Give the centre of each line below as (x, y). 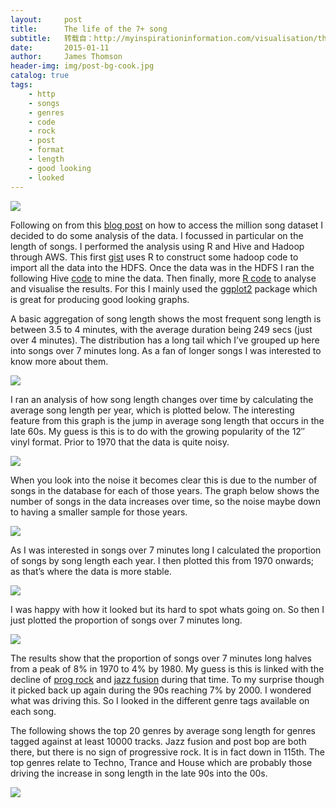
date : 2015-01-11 (60, 47)
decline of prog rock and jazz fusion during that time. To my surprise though (167, 679)
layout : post (46, 19)
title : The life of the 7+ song (89, 29)
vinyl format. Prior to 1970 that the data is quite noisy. (120, 442)
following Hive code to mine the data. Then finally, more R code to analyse (163, 278)
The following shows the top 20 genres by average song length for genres (163, 730)
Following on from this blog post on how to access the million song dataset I (167, 225)
